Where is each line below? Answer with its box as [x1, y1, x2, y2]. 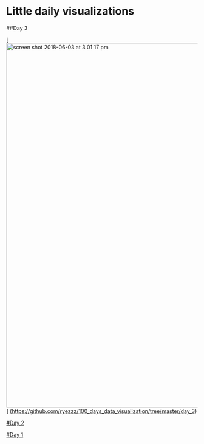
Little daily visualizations [6, 4, 135, 18]
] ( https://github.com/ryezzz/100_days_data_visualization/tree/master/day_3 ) [6, 407, 197, 415]
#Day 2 [6, 419, 24, 426]
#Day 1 [6, 431, 24, 438]
